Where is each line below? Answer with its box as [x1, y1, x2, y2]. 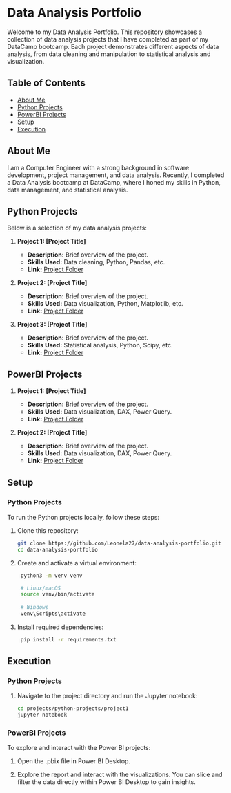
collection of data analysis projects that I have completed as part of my [7, 35, 209, 43]
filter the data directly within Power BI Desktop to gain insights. [17, 778, 197, 786]
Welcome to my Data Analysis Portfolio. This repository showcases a [7, 28, 202, 36]
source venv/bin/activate [20, 591, 95, 598]
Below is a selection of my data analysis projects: [7, 224, 147, 233]
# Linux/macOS [20, 585, 61, 592]
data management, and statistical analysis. [7, 185, 128, 194]
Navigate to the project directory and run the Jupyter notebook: [17, 692, 198, 700]
